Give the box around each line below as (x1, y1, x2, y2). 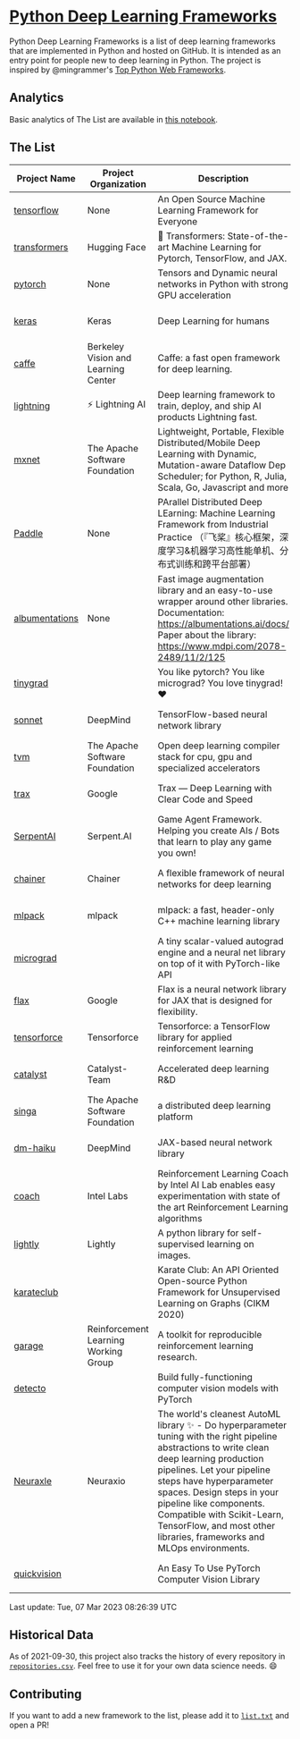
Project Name (16, 172, 76, 184)
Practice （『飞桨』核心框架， (157, 530, 280, 543)
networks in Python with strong (157, 277, 288, 290)
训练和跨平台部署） (175, 557, 256, 570)
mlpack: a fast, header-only (157, 903, 275, 916)
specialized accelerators (157, 762, 261, 774)
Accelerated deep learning (157, 1062, 270, 1075)
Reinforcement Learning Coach (157, 1167, 288, 1179)
